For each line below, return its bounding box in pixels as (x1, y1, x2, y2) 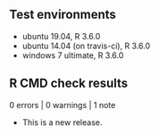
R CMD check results (9, 76, 129, 91)
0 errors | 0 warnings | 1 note (9, 99, 116, 110)
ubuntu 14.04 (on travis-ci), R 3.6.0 (21, 40, 151, 51)
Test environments (9, 7, 116, 22)
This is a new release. (21, 116, 103, 128)
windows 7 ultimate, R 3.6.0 (21, 49, 124, 61)
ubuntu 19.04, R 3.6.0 (21, 30, 101, 41)
